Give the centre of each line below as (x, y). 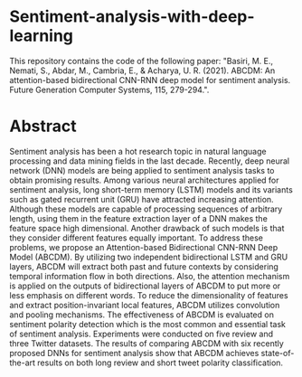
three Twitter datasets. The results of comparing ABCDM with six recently (147, 343)
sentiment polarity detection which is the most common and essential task (148, 324)
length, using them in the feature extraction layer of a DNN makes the (139, 218)
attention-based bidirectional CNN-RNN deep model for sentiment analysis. (150, 80)
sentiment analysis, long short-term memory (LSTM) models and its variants (151, 189)
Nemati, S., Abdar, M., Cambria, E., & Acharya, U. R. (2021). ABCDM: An (142, 71)
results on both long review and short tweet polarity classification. (160, 363)
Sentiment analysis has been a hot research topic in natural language (138, 151)
